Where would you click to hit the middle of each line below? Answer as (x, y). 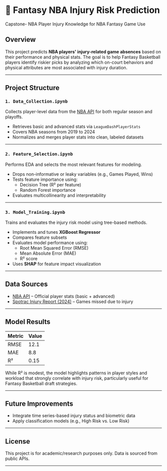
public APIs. (17, 459)
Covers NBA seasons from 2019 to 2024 (54, 132)
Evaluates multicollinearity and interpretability (59, 195)
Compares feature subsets (40, 237)
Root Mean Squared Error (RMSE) (54, 248)
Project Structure (32, 88)
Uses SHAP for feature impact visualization (57, 264)
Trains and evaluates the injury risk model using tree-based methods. (76, 223)
